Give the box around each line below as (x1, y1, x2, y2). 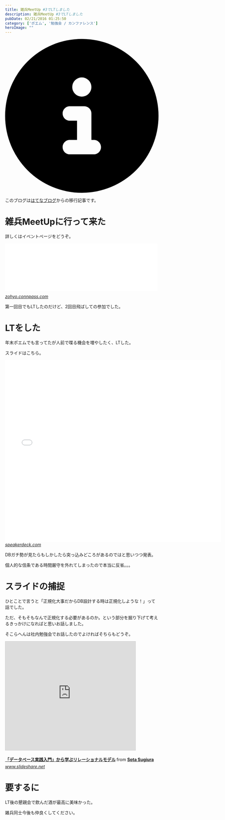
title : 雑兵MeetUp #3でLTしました (5, 7, 70, 12)
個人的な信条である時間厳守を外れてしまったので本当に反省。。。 (5, 562, 133, 568)
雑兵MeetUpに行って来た (5, 216, 106, 228)
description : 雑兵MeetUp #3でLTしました (5, 12, 83, 17)
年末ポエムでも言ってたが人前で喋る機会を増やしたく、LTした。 (5, 340, 133, 345)
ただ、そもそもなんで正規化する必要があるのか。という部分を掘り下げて (5, 614, 150, 620)
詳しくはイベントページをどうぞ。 (5, 233, 74, 239)
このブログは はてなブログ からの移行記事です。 (5, 197, 99, 203)
